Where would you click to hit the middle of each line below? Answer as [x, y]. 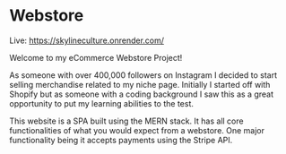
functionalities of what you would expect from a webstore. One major [137, 130]
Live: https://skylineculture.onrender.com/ [87, 40]
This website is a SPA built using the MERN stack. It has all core [126, 121]
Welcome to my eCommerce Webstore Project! [96, 57]
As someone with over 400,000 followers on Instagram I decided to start [143, 75]
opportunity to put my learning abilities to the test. [102, 103]
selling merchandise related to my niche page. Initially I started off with [140, 84]
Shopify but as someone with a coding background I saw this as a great [142, 94]
